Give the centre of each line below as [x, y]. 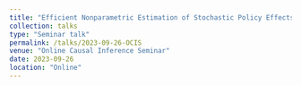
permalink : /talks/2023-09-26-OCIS [76, 43]
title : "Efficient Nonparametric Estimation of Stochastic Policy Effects [152, 17]
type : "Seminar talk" [50, 34]
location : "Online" [46, 68]
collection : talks [43, 26]
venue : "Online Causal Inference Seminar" [90, 51]
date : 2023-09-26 [42, 59]
